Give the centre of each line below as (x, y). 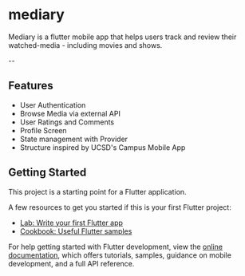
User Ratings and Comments (67, 122)
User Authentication (53, 104)
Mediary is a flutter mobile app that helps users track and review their (122, 37)
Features (31, 86)
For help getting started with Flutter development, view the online (116, 246)
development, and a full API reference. (71, 263)
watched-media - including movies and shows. (85, 45)
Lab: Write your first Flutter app (71, 223)
